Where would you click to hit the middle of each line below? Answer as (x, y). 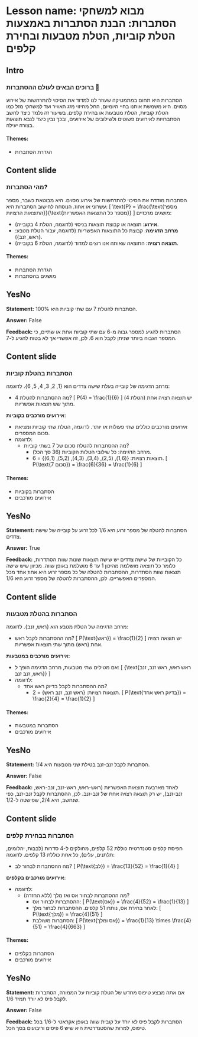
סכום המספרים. (32, 433)
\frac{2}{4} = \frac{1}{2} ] (64, 699)
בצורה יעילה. (20, 125)
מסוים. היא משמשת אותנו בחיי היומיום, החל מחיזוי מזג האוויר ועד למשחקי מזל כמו (97, 106)
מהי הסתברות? (27, 187)
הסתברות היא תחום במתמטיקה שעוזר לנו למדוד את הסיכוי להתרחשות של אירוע (94, 100)
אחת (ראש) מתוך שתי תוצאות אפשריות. (59, 644)
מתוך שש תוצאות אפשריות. (45, 404)
